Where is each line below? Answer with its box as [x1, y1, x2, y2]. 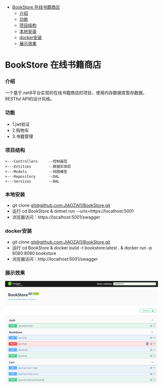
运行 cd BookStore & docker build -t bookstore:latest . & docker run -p [12, 245, 152, 251]
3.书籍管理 [12, 133, 33, 139]
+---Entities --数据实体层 [5, 164, 71, 169]
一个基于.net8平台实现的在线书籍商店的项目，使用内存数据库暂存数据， [5, 90, 147, 96]
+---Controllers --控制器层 [5, 159, 68, 164]
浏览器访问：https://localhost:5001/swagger [12, 214, 100, 220]
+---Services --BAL [5, 179, 60, 184]
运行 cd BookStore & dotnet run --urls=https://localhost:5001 [12, 208, 134, 214]
